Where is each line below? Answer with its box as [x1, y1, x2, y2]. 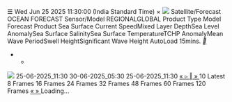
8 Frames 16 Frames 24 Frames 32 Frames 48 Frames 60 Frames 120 [7, 80, 206, 87]
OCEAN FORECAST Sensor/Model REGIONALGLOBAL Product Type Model [7, 15, 222, 23]
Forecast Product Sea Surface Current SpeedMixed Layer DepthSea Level [7, 22, 219, 31]
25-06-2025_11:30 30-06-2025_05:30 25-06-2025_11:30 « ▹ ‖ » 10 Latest [15, 72, 225, 80]
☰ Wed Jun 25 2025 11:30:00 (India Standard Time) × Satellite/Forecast [7, 8, 222, 15]
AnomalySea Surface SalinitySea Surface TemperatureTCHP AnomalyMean [7, 30, 224, 37]
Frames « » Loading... [7, 87, 70, 95]
